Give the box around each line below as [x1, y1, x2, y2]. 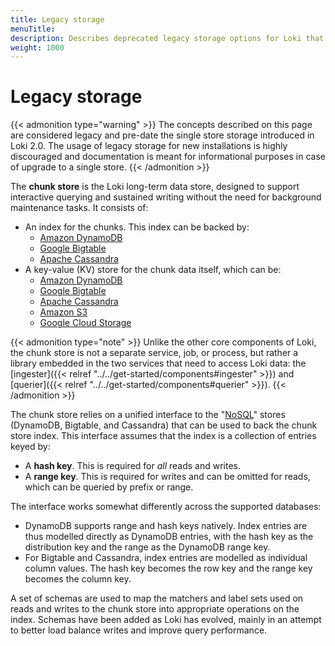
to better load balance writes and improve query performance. [10, 624, 268, 636]
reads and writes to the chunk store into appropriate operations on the [10, 603, 300, 615]
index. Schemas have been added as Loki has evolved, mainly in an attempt [10, 614, 322, 626]
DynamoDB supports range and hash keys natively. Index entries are [24, 520, 308, 532]
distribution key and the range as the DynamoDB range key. [24, 541, 271, 553]
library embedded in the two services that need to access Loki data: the [10, 357, 307, 370]
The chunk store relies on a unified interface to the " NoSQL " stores [10, 409, 286, 421]
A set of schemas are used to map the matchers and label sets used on [10, 592, 304, 605]
